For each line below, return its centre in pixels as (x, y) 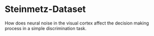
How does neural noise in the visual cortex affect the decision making (77, 23)
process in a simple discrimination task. (46, 28)
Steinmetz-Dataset (45, 9)
